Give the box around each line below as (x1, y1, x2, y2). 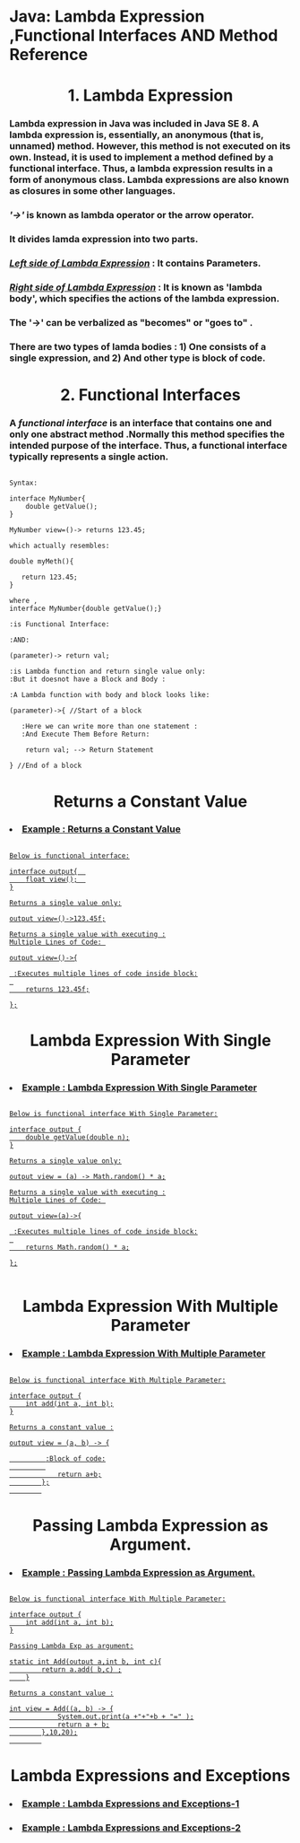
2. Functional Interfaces (59, 385, 242, 406)
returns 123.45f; (25, 984, 90, 993)
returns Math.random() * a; (25, 1243, 130, 1253)
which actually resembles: (9, 541, 110, 551)
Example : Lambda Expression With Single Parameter (21, 1081, 258, 1094)
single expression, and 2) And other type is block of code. (9, 352, 266, 364)
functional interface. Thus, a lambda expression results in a (9, 162, 273, 175)
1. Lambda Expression (67, 85, 234, 106)
